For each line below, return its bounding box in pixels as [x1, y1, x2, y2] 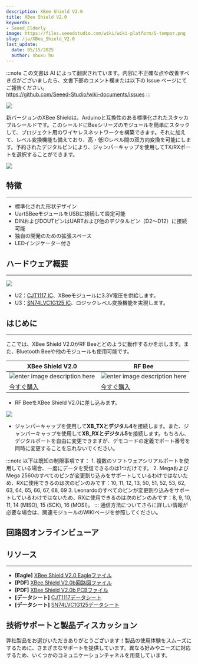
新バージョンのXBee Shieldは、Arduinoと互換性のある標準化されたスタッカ [6, 114, 189, 121]
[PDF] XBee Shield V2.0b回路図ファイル [14, 579, 112, 586]
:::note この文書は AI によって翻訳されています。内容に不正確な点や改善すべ [6, 69, 190, 77]
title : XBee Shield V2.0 [6, 14, 67, 20]
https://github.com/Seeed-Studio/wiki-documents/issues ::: [6, 91, 151, 98]
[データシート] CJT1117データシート [14, 594, 102, 601]
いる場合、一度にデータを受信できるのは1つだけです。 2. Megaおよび [21, 465, 189, 472]
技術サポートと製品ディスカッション [6, 620, 137, 630]
